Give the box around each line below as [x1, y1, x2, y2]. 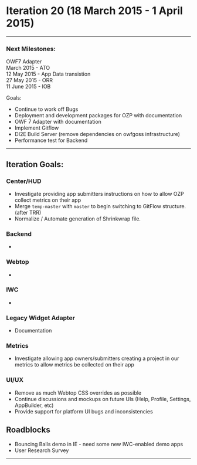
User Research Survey [14, 447, 69, 454]
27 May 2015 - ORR [6, 77, 53, 84]
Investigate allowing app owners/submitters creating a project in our [14, 355, 179, 362]
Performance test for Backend [14, 137, 88, 144]
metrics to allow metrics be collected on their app [14, 361, 135, 368]
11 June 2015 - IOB [6, 83, 51, 90]
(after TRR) [14, 209, 42, 216]
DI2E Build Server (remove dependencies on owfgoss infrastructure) [14, 131, 181, 138]
